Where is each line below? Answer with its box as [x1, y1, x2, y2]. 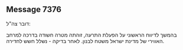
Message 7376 [6, 5, 62, 15]
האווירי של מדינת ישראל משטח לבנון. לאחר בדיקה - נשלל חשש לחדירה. [6, 37, 165, 44]
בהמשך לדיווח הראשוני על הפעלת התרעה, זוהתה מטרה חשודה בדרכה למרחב [6, 31, 177, 38]
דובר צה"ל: [6, 20, 31, 27]
